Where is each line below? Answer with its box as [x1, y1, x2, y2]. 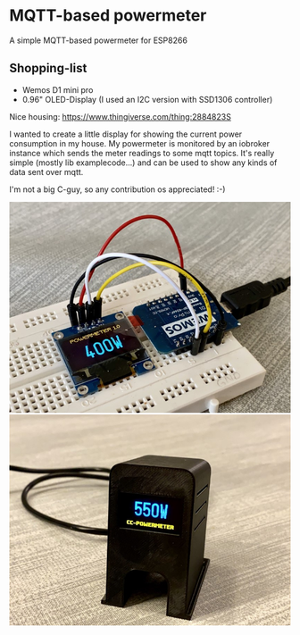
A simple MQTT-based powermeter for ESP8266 [9, 35, 187, 46]
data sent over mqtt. [9, 166, 84, 177]
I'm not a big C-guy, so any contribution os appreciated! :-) [9, 184, 226, 195]
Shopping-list [9, 61, 87, 76]
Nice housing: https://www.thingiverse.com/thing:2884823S [9, 111, 232, 121]
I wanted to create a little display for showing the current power [9, 129, 243, 139]
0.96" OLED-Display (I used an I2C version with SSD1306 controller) [21, 94, 273, 104]
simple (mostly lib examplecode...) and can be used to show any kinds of [9, 157, 278, 168]
